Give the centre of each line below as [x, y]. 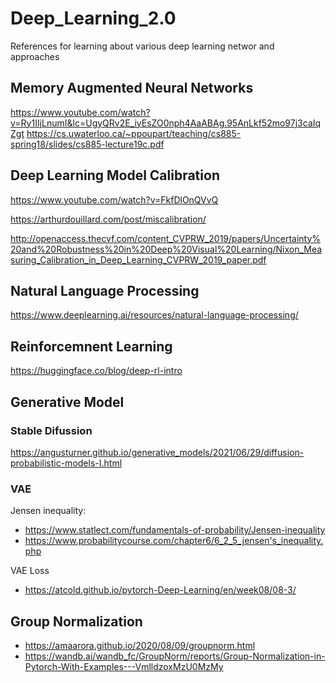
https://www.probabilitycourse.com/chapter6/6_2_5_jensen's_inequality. [174, 541]
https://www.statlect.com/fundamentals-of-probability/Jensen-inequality [175, 530]
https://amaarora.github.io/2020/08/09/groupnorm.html [140, 645]
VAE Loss [30, 571]
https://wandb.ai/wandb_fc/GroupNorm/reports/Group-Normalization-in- [175, 656]
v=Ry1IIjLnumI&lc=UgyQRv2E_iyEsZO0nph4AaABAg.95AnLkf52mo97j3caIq [166, 123]
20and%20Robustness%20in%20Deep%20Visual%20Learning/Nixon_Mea [166, 249]
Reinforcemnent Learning [91, 346]
